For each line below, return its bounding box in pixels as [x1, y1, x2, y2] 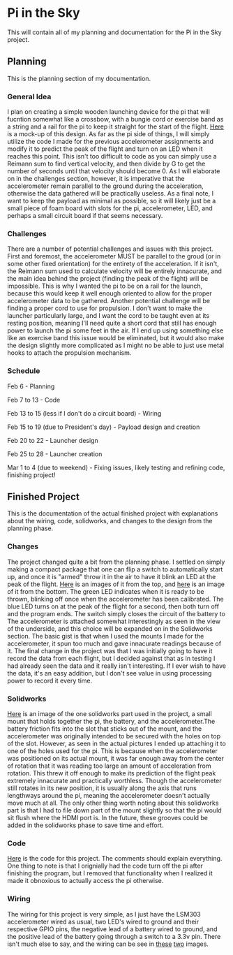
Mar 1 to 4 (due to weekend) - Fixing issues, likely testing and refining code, [7, 463, 225, 472]
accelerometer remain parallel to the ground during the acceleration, [7, 182, 204, 190]
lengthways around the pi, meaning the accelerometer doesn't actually [7, 792, 211, 800]
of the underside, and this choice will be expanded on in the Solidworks [7, 624, 213, 633]
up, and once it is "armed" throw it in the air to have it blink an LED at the [7, 572, 216, 581]
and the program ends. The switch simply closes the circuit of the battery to [7, 609, 225, 618]
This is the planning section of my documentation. [7, 74, 151, 82]
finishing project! [7, 470, 56, 479]
